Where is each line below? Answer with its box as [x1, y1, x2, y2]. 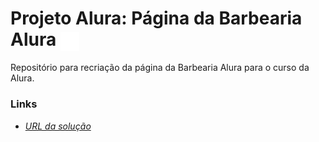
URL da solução [24, 120, 92, 132]
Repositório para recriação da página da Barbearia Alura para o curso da [10, 62, 310, 74]
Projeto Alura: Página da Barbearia [10, 7, 303, 30]
